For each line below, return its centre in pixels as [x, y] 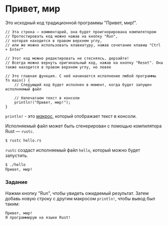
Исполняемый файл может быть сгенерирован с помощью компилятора [83, 126]
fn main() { [18, 80]
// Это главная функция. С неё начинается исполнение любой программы [81, 76]
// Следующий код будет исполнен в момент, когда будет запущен [83, 85]
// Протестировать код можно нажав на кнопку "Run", [62, 36]
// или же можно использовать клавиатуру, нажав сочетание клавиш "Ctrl [83, 45]
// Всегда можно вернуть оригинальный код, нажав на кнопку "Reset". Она [84, 63]
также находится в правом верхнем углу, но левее [58, 67]
